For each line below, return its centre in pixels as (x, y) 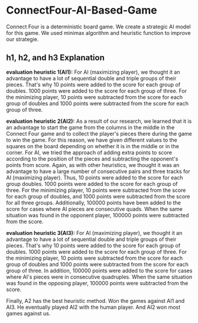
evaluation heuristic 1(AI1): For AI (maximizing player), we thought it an (93, 72)
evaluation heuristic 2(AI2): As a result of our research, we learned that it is (99, 121)
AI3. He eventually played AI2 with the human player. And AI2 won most (93, 307)
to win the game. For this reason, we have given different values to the (92, 140)
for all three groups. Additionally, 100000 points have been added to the (94, 203)
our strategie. (22, 39)
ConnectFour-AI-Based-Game (82, 10)
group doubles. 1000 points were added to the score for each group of (92, 184)
